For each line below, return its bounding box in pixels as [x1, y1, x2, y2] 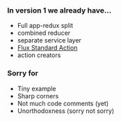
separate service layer [17, 36, 82, 45]
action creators [17, 51, 61, 59]
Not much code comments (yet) [17, 99, 109, 107]
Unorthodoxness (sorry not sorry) [17, 107, 115, 115]
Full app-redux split [17, 22, 73, 30]
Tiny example [17, 84, 56, 93]
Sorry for [7, 68, 39, 78]
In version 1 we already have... [7, 6, 112, 15]
